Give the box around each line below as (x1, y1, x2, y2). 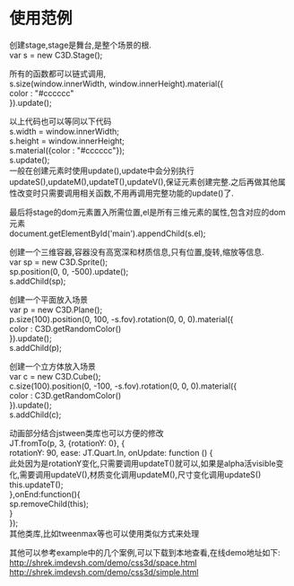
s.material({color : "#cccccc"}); (9, 144, 125, 155)
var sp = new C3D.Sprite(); (9, 257, 108, 267)
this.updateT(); (9, 479, 64, 490)
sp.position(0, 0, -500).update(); (9, 266, 129, 276)
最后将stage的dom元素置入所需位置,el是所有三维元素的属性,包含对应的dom (9, 206, 286, 217)
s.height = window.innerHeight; (9, 136, 125, 146)
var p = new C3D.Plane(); (9, 304, 103, 315)
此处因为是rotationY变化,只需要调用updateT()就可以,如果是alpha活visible (9, 458, 276, 468)
